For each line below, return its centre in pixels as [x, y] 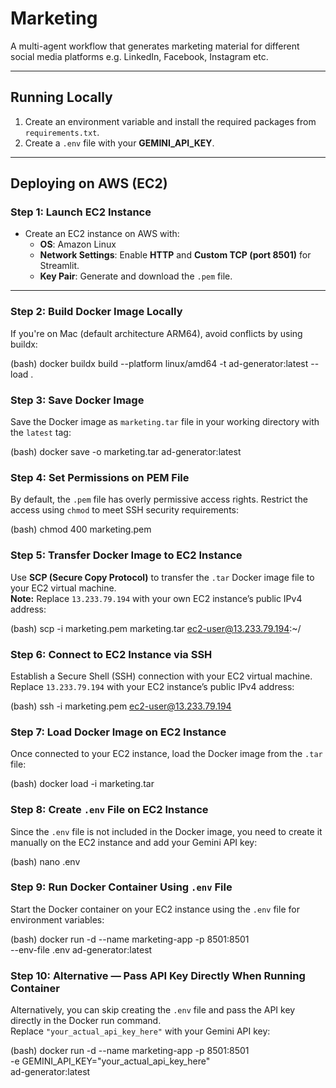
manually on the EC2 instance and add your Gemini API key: [134, 842]
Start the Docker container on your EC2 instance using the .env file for [155, 909]
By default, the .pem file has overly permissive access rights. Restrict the [159, 499]
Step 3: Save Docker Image [77, 400]
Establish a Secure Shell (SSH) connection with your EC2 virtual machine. [161, 676]
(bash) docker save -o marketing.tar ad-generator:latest [126, 452]
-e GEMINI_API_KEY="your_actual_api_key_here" [110, 1061]
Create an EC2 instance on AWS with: [102, 234]
